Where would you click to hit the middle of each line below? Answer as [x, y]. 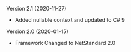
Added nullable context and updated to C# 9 [70, 20]
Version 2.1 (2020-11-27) [36, 9]
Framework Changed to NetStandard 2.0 [65, 43]
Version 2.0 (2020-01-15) [38, 31]
